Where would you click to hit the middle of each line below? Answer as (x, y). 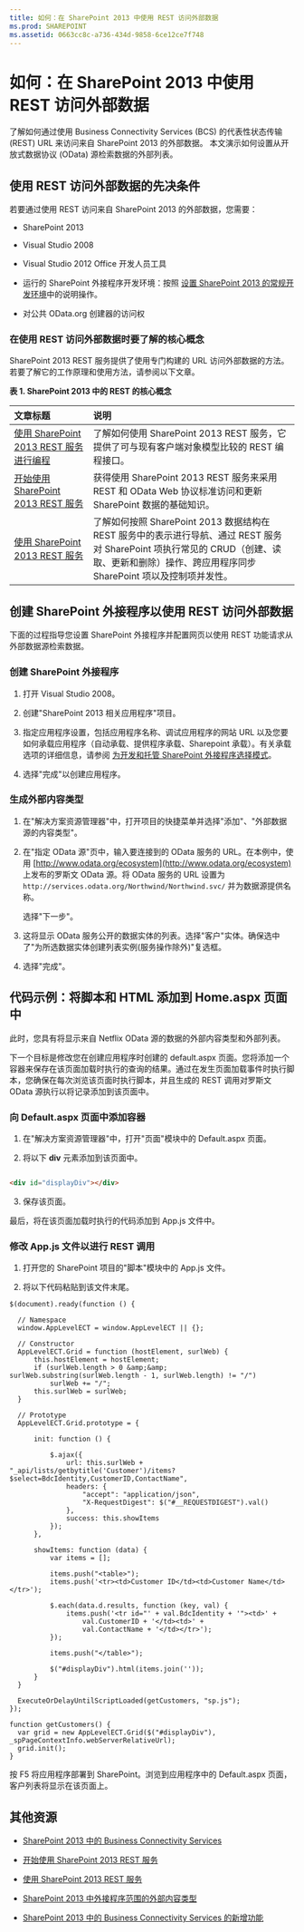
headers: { (86, 1487)
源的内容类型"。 (52, 832)
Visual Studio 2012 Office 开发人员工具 (95, 264)
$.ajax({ (66, 1455)
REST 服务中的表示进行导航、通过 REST (178, 536)
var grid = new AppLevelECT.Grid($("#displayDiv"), (117, 1733)
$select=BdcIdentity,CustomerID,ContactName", (99, 1479)
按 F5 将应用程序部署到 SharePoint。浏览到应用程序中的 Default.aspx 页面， (151, 1774)
